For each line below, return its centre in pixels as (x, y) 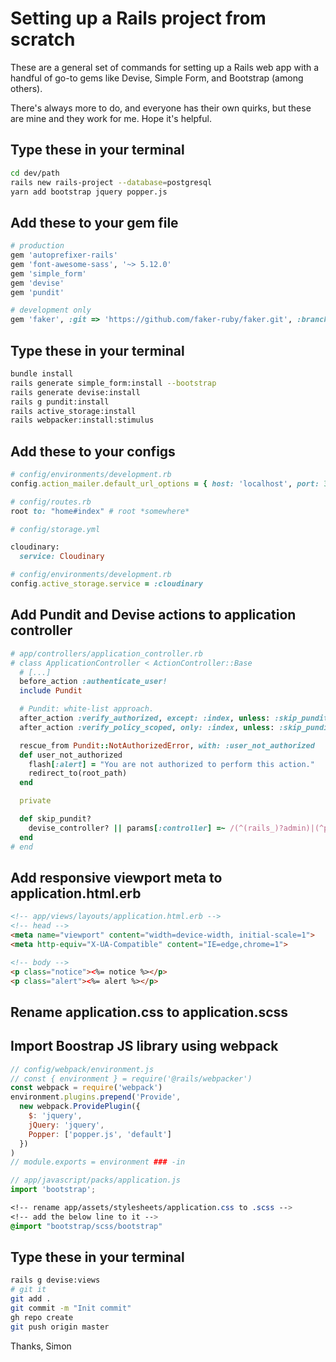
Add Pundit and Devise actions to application (153, 615)
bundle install (42, 374)
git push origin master (60, 1327)
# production (37, 246)
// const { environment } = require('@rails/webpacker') (131, 1078)
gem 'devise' (37, 283)
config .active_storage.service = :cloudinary (106, 584)
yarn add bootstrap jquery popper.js (89, 192)
